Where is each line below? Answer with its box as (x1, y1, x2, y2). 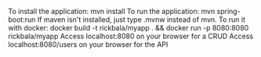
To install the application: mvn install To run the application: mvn (8, 7, 216, 16)
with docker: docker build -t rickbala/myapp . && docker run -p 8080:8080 (8, 23, 249, 32)
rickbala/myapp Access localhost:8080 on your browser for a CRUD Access (8, 31, 253, 41)
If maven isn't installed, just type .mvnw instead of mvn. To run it (37, 15, 245, 24)
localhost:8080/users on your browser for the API (8, 40, 169, 49)
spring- (216, 7, 241, 16)
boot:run (8, 15, 36, 24)
